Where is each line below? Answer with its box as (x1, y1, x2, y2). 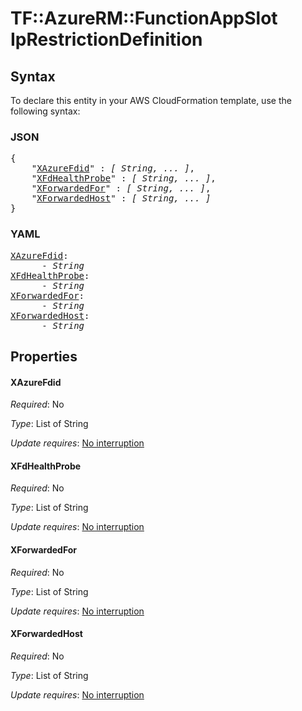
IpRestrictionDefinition (10, 28, 203, 51)
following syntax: (10, 105, 81, 117)
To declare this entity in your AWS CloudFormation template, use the (10, 95, 292, 106)
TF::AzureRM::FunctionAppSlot (10, 7, 278, 30)
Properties (10, 348, 78, 365)
